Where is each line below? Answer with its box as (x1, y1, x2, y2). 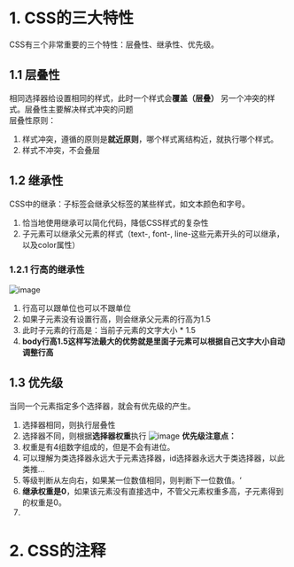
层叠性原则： (9, 114, 56, 125)
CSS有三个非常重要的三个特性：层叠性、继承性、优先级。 (9, 39, 220, 50)
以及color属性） (21, 239, 81, 250)
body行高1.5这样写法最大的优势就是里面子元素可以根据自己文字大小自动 (21, 336, 285, 346)
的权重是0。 (21, 497, 66, 508)
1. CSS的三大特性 (9, 8, 135, 28)
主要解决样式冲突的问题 (47, 104, 134, 114)
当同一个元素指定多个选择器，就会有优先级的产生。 (9, 400, 196, 411)
